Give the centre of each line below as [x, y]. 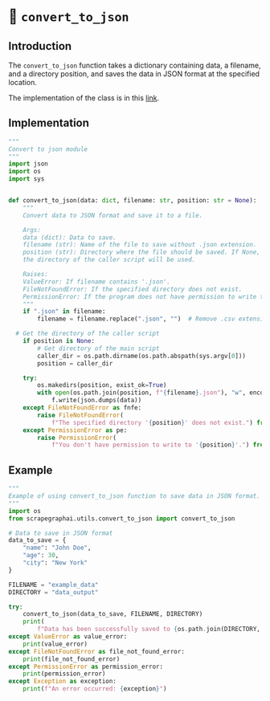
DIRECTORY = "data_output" [53, 592]
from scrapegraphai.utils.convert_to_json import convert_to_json [122, 518]
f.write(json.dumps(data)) [96, 401]
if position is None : [59, 341]
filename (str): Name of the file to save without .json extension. [140, 245]
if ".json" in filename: [64, 312]
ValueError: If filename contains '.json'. [97, 281]
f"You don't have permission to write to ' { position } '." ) [150, 445]
